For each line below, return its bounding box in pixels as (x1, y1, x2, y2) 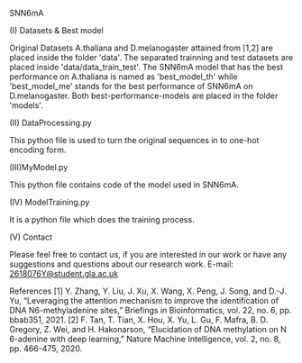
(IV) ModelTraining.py (9, 197, 90, 207)
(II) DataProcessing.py (9, 117, 92, 128)
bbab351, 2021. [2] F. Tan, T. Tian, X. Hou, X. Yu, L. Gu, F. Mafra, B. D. (9, 314, 269, 325)
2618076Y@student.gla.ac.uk (9, 268, 119, 278)
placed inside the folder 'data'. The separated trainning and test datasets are (9, 52, 294, 62)
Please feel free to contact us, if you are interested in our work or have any (9, 250, 287, 259)
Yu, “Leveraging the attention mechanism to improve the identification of (9, 295, 279, 305)
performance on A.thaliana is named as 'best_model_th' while (9, 71, 238, 82)
